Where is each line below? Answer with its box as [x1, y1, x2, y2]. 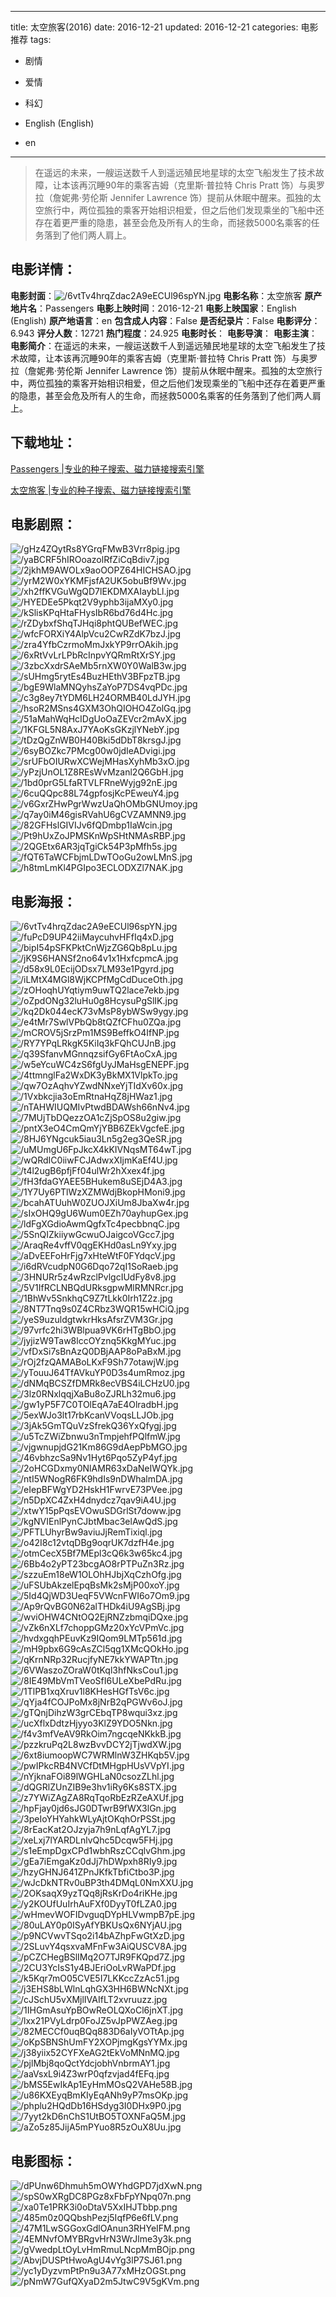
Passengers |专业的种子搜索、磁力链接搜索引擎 [10, 462, 205, 475]
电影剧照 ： [10, 516, 77, 533]
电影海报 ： [10, 893, 77, 910]
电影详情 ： [10, 261, 77, 278]
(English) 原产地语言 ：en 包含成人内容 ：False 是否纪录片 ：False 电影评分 [10, 314, 312, 326]
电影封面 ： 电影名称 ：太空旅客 [10, 289, 303, 301]
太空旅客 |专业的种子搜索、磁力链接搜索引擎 [10, 484, 192, 496]
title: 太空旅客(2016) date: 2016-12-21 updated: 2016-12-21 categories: [10, 21, 299, 33]
